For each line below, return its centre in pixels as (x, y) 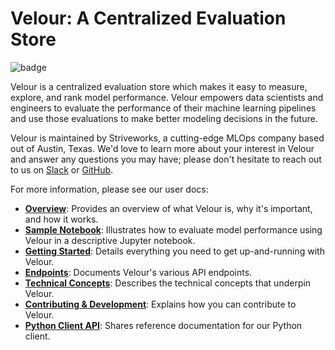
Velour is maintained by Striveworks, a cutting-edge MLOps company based (167, 138)
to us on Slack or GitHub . (62, 169)
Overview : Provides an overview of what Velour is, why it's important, (168, 208)
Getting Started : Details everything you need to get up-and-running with (174, 251)
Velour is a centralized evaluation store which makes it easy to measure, (159, 86)
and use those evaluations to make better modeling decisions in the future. (164, 118)
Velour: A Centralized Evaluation (148, 18)
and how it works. (61, 219)
